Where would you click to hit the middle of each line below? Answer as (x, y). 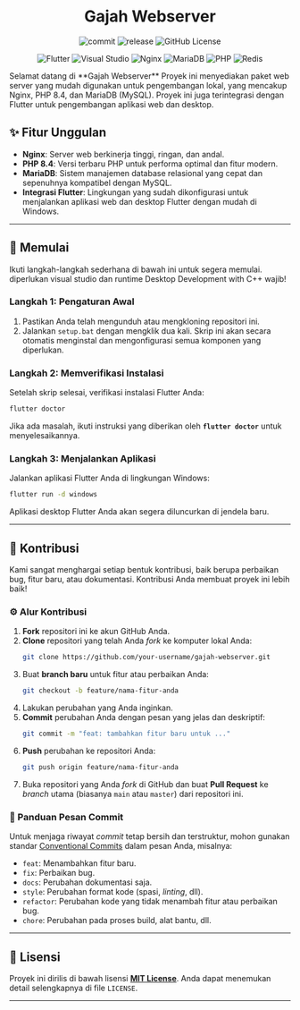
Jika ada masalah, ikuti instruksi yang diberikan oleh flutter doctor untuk (146, 426)
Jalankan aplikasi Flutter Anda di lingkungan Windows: (109, 478)
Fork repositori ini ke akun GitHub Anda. (96, 632)
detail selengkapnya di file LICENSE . (74, 988)
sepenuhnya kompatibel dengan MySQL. (97, 182)
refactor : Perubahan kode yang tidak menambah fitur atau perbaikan (150, 902)
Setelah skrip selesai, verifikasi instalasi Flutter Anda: (107, 393)
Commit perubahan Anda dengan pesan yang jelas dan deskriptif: (144, 717)
